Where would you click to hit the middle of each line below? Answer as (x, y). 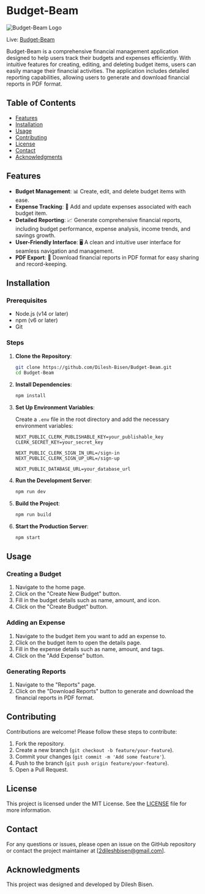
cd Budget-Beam (35, 373)
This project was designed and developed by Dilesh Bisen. (80, 884)
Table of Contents (41, 103)
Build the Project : (37, 504)
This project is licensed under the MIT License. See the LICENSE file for (97, 803)
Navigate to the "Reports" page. (55, 685)
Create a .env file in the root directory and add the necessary (92, 419)
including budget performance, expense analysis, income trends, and (103, 229)
